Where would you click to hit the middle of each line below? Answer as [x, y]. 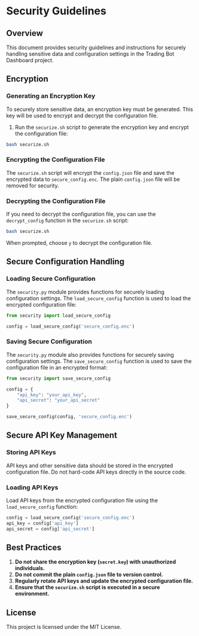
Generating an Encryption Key [51, 96]
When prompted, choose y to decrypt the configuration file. [79, 243]
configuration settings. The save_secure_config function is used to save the [99, 361]
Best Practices [34, 548]
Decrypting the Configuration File [56, 201]
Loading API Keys [32, 487]
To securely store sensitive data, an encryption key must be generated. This [99, 109]
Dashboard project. [30, 60]
